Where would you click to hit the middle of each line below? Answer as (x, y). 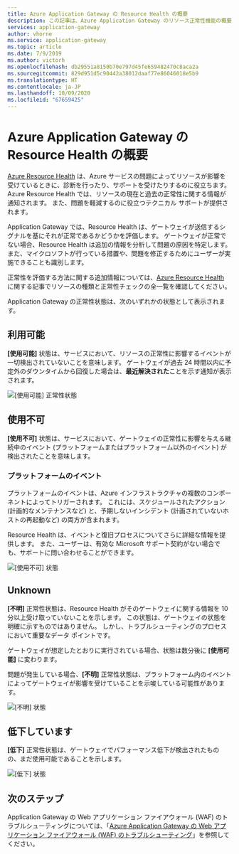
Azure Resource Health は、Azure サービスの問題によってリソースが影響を (117, 176)
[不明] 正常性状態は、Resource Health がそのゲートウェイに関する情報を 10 (118, 608)
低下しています (40, 732)
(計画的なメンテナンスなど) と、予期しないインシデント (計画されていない (115, 511)
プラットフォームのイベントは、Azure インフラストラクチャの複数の (107, 493)
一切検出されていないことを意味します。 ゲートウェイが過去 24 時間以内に (116, 362)
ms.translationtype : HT (43, 80)
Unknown (29, 591)
